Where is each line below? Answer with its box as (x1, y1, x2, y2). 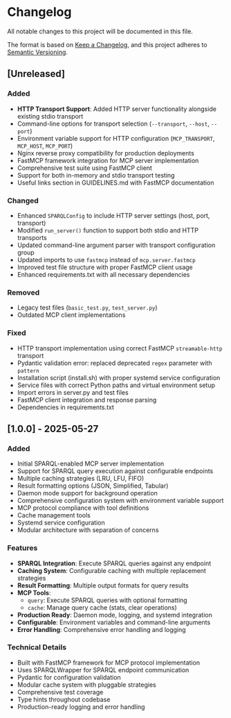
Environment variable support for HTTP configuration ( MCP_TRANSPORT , (17, 134, 215, 142)
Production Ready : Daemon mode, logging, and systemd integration (17, 610, 212, 619)
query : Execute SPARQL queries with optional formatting (27, 596, 188, 604)
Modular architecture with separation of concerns (17, 526, 159, 534)
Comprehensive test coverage (17, 687, 104, 696)
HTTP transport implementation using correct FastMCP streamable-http (17, 344, 223, 352)
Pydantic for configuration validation (17, 673, 121, 681)
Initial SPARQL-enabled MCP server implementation (17, 459, 165, 468)
